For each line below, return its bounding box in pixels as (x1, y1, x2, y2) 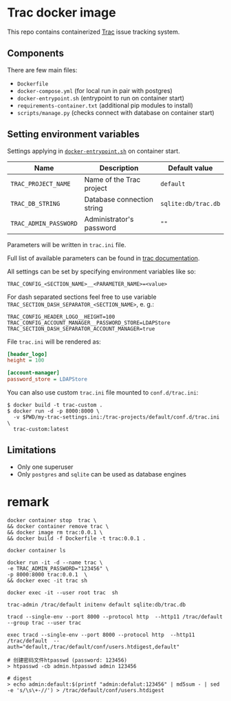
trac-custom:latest (13, 426, 69, 433)
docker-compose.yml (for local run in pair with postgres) (16, 86, 173, 94)
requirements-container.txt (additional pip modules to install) (16, 101, 194, 109)
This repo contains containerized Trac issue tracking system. (7, 28, 180, 36)
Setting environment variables (7, 129, 140, 140)
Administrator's (84, 214, 134, 224)
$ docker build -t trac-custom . (7, 401, 103, 409)
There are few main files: (7, 65, 78, 74)
